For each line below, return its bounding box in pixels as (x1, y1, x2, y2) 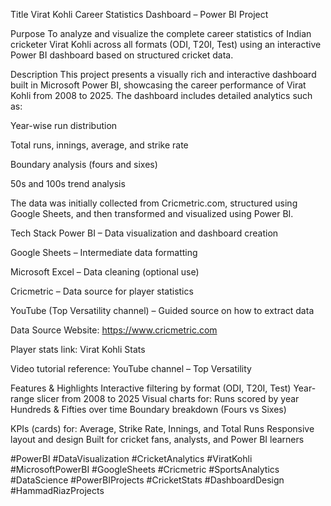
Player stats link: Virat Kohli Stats (10, 344, 146, 355)
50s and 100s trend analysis (10, 178, 126, 189)
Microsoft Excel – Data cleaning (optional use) (10, 266, 200, 278)
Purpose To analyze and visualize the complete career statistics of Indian (10, 28, 312, 39)
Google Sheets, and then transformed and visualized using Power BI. (10, 208, 294, 219)
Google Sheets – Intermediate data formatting (10, 247, 198, 258)
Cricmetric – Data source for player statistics (10, 285, 194, 297)
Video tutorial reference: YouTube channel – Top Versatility (10, 363, 252, 374)
